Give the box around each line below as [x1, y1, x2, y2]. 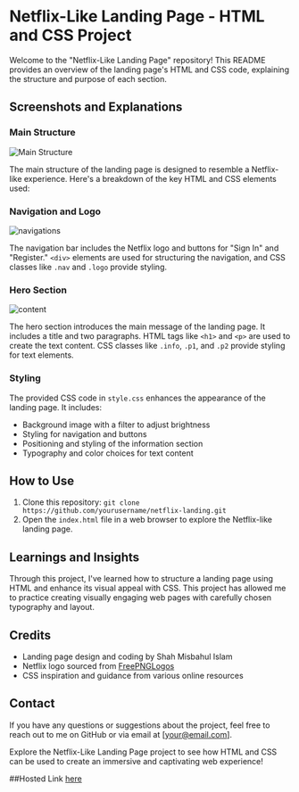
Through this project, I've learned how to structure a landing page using [9, 573, 274, 584]
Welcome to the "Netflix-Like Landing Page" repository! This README [9, 54, 266, 65]
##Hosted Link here [9, 773, 82, 784]
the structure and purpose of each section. [9, 73, 168, 84]
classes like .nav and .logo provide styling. [9, 261, 168, 272]
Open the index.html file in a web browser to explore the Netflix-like [21, 515, 272, 525]
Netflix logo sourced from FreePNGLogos [21, 660, 175, 671]
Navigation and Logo [9, 205, 101, 218]
